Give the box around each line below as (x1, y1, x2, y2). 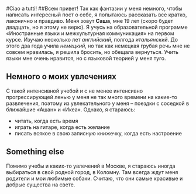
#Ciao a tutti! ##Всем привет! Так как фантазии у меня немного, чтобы (6, 5, 183, 12)
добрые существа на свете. (6, 181, 75, 188)
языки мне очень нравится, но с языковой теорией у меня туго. (6, 55, 166, 62)
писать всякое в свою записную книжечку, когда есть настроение (14, 130, 183, 137)
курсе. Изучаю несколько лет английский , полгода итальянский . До (6, 36, 178, 43)
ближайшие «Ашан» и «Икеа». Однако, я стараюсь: (6, 105, 136, 113)
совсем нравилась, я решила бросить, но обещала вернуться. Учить (6, 49, 178, 55)
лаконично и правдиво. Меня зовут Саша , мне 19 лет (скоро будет (6, 18, 174, 24)
